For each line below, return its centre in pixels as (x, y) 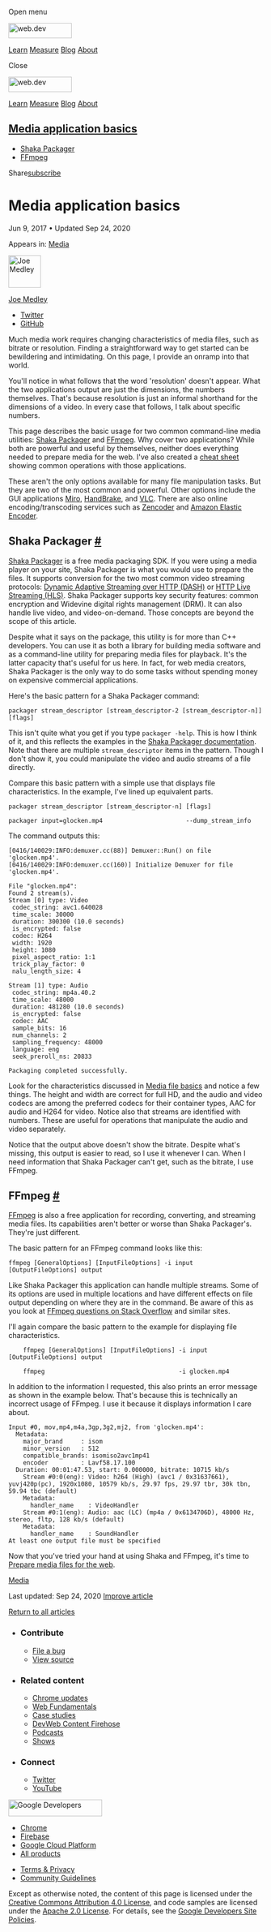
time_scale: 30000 (43, 914)
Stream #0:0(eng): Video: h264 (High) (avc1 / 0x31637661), (126, 1477)
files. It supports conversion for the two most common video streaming (127, 578)
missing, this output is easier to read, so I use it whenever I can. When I (127, 1153)
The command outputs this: (54, 836)
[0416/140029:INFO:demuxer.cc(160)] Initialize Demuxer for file (121, 865)
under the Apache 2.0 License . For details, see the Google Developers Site (133, 1911)
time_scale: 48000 (43, 1000)
